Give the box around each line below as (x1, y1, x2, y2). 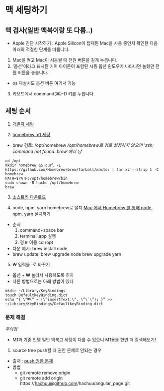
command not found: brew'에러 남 (12, 148, 82, 154)
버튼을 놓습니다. (17, 69, 49, 75)
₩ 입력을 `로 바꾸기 (12, 261, 50, 267)
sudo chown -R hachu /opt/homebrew (5, 180, 79, 185)
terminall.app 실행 (19, 233, 56, 239)
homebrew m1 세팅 (12, 131, 51, 137)
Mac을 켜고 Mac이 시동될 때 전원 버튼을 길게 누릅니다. (12, 57, 118, 63)
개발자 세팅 (12, 121, 34, 127)
